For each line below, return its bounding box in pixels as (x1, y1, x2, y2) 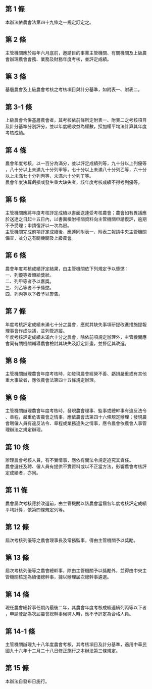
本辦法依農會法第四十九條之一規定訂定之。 (5, 19, 94, 25)
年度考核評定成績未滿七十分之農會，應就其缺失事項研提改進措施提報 (5, 321, 147, 327)
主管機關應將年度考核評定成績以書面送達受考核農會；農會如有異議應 (5, 209, 147, 216)
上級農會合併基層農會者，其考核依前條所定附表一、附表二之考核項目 (5, 117, 147, 123)
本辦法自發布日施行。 (5, 678, 49, 684)
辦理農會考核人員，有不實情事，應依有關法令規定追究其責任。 (5, 457, 134, 463)
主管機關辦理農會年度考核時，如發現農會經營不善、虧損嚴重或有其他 (5, 370, 147, 377)
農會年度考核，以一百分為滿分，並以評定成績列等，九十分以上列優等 (5, 161, 147, 167)
